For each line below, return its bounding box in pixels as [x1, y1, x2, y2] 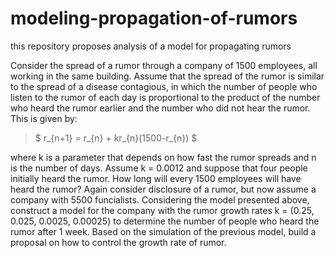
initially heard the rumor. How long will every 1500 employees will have [10, 172, 302, 184]
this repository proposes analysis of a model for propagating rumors [10, 40, 292, 52]
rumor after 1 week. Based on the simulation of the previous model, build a [10, 225, 317, 237]
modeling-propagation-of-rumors [10, 7, 298, 30]
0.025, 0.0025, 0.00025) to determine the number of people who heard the [10, 215, 320, 227]
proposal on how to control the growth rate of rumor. [10, 236, 227, 248]
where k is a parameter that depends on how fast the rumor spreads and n [10, 151, 317, 163]
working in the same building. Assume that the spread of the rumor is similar [10, 70, 325, 82]
